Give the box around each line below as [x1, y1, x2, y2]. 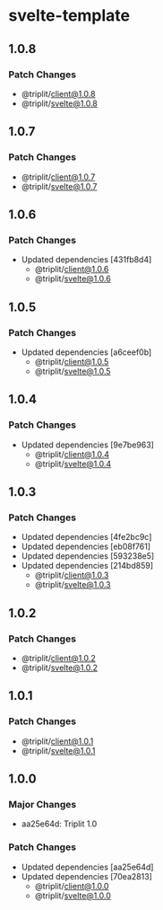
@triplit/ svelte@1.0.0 [34, 890, 111, 901]
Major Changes [8, 799, 77, 810]
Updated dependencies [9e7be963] [21, 439, 154, 450]
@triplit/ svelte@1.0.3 [34, 579, 111, 590]
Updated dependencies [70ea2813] [21, 870, 153, 881]
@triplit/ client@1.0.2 [21, 653, 96, 663]
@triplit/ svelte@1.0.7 [21, 181, 98, 191]
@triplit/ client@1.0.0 [34, 880, 109, 891]
